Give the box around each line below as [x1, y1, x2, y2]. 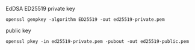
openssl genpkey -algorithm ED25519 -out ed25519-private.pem [5, 17, 165, 23]
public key [5, 27, 31, 34]
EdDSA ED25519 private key [5, 5, 76, 12]
